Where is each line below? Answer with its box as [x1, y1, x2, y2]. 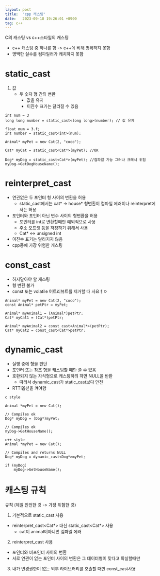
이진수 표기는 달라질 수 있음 [26, 103, 79, 109]
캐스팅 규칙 [5, 485, 47, 496]
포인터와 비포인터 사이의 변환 [12, 549, 67, 555]
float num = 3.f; [5, 127, 40, 132]
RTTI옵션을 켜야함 [12, 385, 47, 391]
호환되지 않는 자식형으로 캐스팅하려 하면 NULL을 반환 [12, 373, 113, 378]
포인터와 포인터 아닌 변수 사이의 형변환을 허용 [12, 213, 98, 219]
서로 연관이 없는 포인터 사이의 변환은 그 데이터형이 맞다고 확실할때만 [12, 555, 141, 561]
